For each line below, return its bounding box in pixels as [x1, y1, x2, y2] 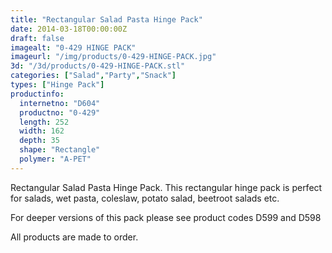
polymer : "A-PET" [19, 154, 92, 164]
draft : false [10, 33, 65, 43]
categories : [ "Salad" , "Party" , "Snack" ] [10, 71, 177, 81]
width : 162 [19, 126, 65, 136]
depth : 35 [19, 136, 60, 146]
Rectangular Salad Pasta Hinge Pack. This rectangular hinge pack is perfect [10, 181, 323, 193]
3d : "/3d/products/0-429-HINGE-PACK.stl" [10, 61, 186, 71]
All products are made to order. [10, 231, 139, 243]
